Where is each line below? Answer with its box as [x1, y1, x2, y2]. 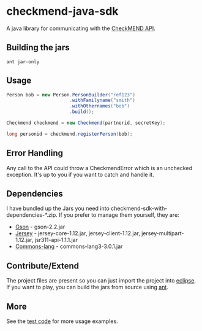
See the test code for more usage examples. [6, 317, 118, 325]
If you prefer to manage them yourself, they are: [58, 211, 179, 219]
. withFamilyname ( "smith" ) [69, 97, 136, 104]
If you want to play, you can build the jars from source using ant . [6, 284, 168, 291]
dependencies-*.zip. [6, 211, 58, 219]
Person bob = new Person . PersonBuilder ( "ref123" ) [6, 92, 136, 98]
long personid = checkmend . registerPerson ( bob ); [6, 131, 133, 137]
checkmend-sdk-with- [111, 204, 168, 212]
